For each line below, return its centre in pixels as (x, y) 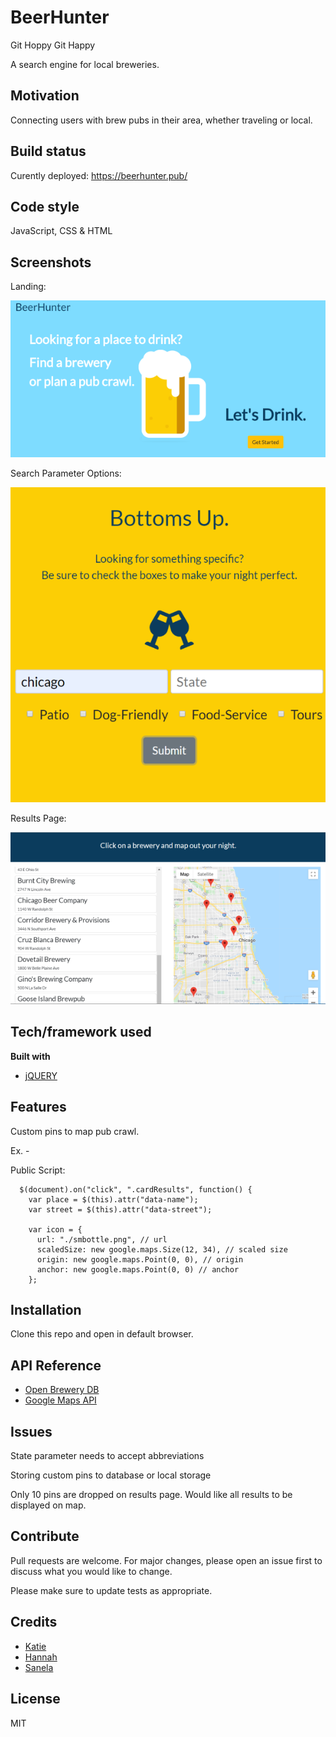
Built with (30, 1056)
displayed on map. (48, 1505)
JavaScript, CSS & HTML (61, 231)
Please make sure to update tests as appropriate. (111, 1590)
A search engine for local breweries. (85, 64)
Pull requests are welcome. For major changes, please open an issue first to (166, 1560)
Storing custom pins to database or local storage (111, 1475)
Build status (48, 151)
